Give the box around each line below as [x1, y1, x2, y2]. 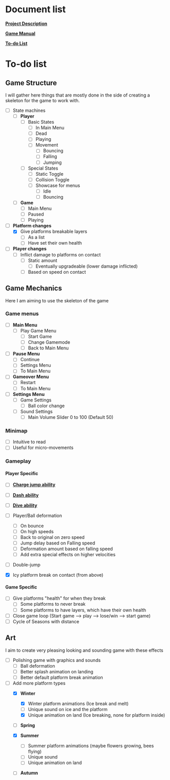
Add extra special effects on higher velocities [20, 552, 116, 558]
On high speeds [20, 528, 54, 534]
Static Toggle [35, 171, 64, 177]
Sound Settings [20, 408, 53, 414]
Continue [20, 357, 40, 363]
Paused [28, 211, 44, 218]
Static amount [28, 257, 58, 264]
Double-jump [12, 562, 41, 568]
